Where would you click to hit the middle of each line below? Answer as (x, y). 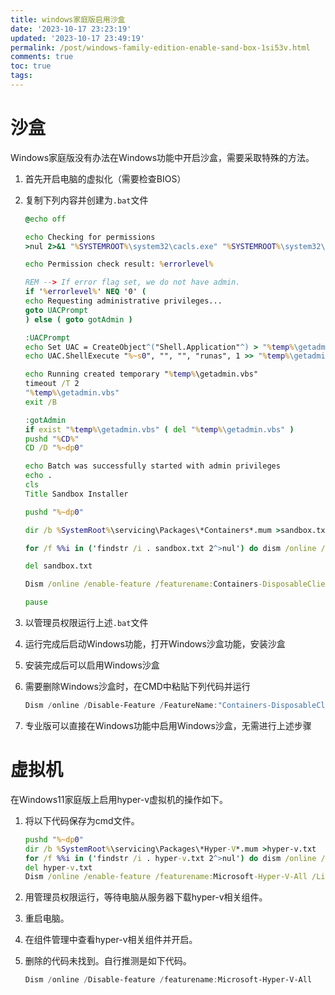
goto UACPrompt (56, 310)
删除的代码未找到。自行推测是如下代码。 (108, 961)
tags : (21, 76)
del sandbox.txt (58, 566)
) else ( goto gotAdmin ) (78, 319)
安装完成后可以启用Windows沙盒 (92, 665)
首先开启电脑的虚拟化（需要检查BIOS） (105, 178)
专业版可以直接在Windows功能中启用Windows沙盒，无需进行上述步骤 (168, 725)
